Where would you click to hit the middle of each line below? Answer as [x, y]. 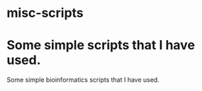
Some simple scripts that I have [101, 45]
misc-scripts [45, 13]
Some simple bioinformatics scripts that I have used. [83, 80]
